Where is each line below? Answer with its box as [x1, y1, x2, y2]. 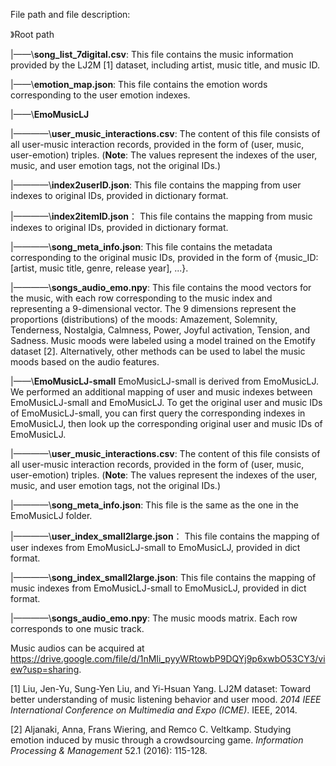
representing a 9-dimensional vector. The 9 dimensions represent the [10, 303, 297, 314]
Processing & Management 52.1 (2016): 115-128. [10, 745, 208, 756]
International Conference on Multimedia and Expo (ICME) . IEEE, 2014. [10, 704, 298, 716]
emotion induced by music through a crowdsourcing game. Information [10, 734, 304, 746]
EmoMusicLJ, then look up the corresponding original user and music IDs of [10, 418, 323, 429]
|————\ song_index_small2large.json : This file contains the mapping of [10, 572, 317, 583]
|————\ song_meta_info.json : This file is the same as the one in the [10, 499, 300, 511]
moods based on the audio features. [10, 356, 160, 368]
